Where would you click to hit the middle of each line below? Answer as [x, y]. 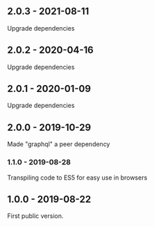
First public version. [35, 216]
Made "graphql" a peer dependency [59, 144]
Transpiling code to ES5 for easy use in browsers [77, 178]
